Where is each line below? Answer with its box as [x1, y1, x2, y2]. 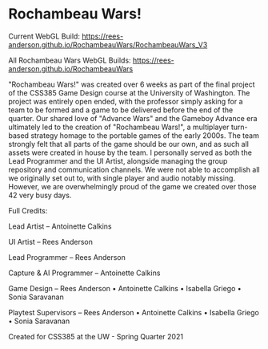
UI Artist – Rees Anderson [8, 237, 94, 246]
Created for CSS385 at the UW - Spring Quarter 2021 [8, 331, 184, 341]
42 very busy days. [8, 190, 72, 200]
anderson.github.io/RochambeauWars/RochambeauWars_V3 [8, 39, 208, 49]
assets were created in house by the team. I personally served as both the [8, 148, 252, 157]
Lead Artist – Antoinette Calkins [8, 221, 112, 231]
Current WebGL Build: [8, 31, 80, 41]
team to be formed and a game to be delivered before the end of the [8, 105, 234, 115]
